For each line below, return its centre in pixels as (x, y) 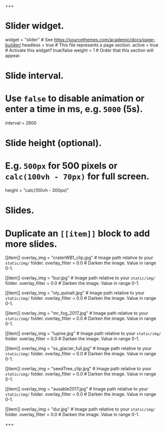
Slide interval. (34, 76)
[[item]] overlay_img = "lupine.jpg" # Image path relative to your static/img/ (83, 333)
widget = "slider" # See (29, 39)
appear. (13, 55)
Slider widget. (35, 26)
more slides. (31, 244)
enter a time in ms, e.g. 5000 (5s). (74, 109)
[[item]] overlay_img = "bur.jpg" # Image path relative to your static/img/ (80, 278)
